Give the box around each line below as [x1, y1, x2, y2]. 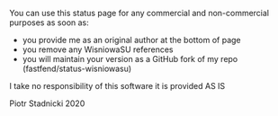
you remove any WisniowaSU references [22, 44, 174, 55]
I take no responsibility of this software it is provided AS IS [9, 81, 226, 91]
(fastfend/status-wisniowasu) [22, 63, 132, 74]
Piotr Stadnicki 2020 [9, 98, 85, 109]
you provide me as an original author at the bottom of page [22, 35, 241, 45]
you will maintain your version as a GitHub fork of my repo [22, 54, 238, 64]
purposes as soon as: [9, 17, 90, 28]
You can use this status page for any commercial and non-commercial [9, 8, 270, 18]
